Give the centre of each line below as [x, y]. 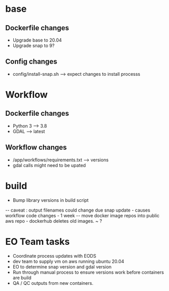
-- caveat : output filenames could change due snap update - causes [78, 210]
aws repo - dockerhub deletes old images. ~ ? [54, 221]
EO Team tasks [38, 242]
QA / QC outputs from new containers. [53, 283]
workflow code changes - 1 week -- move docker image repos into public [82, 215]
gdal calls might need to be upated [49, 165]
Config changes [31, 62]
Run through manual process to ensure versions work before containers [88, 272]
